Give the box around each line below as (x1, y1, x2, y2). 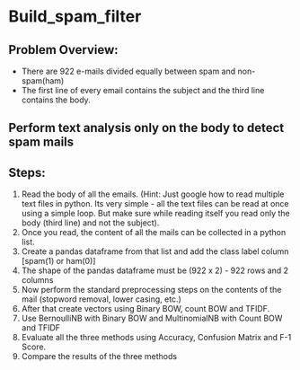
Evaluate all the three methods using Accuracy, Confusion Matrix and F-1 (21, 332, 292, 343)
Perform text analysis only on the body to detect (8, 120, 285, 136)
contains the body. (21, 94, 91, 105)
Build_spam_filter (8, 6, 142, 27)
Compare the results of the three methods (21, 351, 177, 362)
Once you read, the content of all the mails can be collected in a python (21, 227, 287, 238)
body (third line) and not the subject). (21, 217, 160, 228)
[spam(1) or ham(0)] (21, 256, 96, 267)
